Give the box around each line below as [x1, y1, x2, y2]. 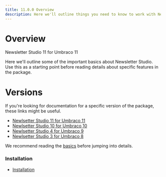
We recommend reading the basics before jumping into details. [5, 143, 133, 149]
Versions [5, 87, 43, 98]
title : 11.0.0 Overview [5, 7, 54, 12]
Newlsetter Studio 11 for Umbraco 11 [12, 118, 85, 124]
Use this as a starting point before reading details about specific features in [5, 64, 159, 70]
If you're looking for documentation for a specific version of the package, [5, 103, 154, 109]
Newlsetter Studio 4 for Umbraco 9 [12, 128, 84, 134]
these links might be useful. [5, 108, 61, 114]
